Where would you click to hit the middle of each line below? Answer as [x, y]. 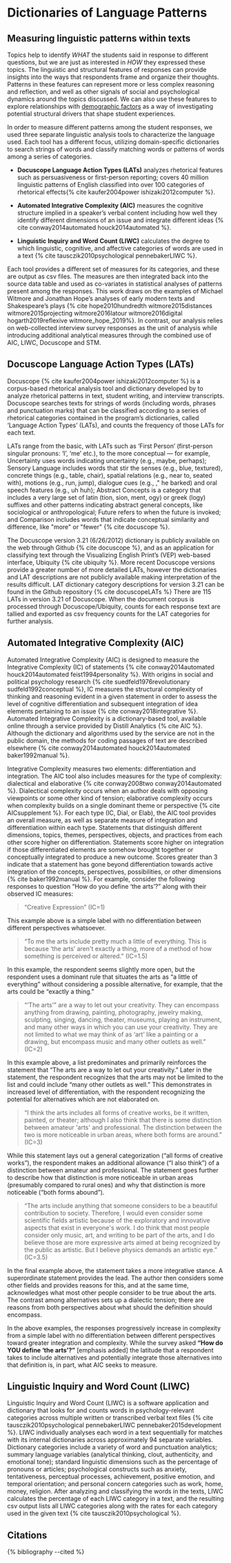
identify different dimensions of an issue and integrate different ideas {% [120, 220]
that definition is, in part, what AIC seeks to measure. [82, 1364]
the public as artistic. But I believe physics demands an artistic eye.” [120, 1249]
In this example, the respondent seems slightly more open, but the [101, 969]
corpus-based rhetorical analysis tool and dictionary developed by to [105, 388]
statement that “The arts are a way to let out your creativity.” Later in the [110, 1069]
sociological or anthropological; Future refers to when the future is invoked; [114, 512]
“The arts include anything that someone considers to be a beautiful [121, 1205]
